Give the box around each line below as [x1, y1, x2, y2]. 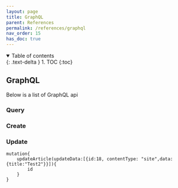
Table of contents [11, 52, 54, 59]
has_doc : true [6, 36, 41, 42]
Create [6, 121, 27, 130]
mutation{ [6, 151, 31, 157]
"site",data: [141, 156, 173, 162]
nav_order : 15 [6, 31, 41, 37]
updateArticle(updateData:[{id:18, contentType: [17, 156, 139, 162]
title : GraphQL [6, 14, 44, 20]
